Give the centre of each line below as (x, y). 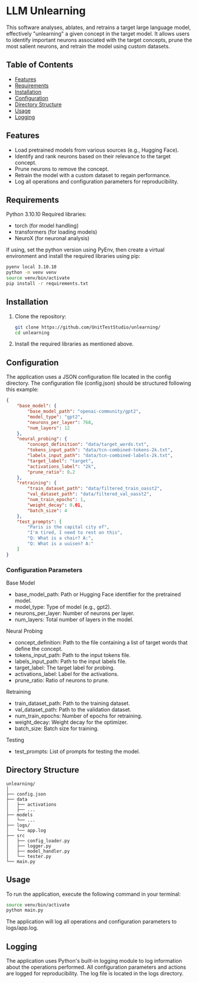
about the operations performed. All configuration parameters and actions (96, 967)
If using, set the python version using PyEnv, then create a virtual (85, 250)
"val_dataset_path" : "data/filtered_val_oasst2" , (90, 494)
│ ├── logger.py (29, 846)
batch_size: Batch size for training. (57, 728)
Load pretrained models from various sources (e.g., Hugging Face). (97, 150)
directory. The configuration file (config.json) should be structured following (99, 383)
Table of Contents (40, 65)
